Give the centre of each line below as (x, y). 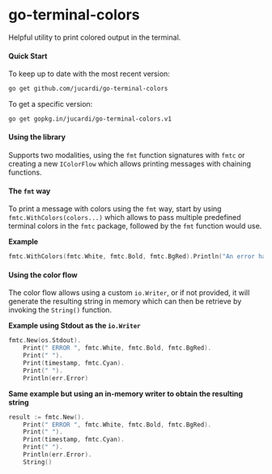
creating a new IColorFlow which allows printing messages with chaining (130, 164)
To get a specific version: (51, 104)
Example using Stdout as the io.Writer (74, 326)
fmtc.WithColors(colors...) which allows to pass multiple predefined (125, 218)
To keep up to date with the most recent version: (89, 74)
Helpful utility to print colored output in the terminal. (95, 37)
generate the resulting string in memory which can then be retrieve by (125, 302)
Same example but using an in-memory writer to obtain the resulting (126, 393)
